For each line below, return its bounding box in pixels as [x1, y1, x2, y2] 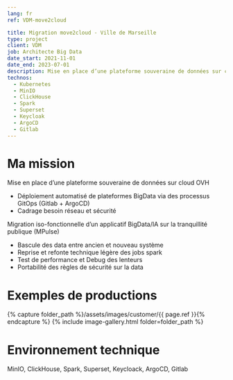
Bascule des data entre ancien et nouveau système [17, 241, 164, 250]
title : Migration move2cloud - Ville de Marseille [7, 29, 157, 36]
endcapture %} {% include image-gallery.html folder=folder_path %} [7, 318, 204, 326]
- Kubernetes [13, 80, 51, 87]
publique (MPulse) [7, 227, 60, 236]
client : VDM [7, 42, 42, 49]
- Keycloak [13, 113, 45, 120]
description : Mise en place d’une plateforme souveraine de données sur [7, 67, 222, 75]
